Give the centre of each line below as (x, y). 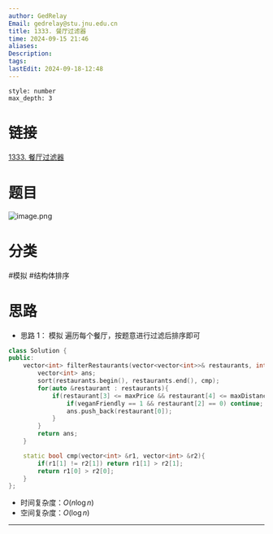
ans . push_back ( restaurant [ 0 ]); (119, 411)
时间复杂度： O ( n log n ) (57, 503)
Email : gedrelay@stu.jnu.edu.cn (63, 24)
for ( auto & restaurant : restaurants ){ (103, 388)
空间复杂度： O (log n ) (55, 513)
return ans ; (58, 434)
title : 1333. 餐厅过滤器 (48, 31)
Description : (30, 54)
